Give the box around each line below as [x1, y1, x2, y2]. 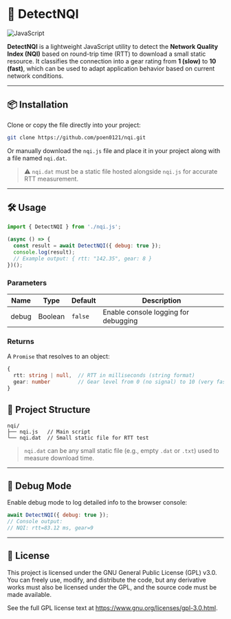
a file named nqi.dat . [7, 154, 67, 162]
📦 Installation [7, 99, 69, 111]
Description [142, 296, 181, 305]
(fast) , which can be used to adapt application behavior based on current [7, 64, 215, 72]
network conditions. [7, 72, 64, 80]
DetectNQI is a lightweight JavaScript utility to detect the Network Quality [7, 42, 219, 50]
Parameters [7, 278, 47, 287]
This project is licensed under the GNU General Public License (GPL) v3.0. [7, 568, 217, 576]
